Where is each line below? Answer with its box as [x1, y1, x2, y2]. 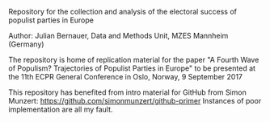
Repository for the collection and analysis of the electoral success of [8, 7, 237, 16]
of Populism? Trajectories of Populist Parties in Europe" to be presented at [8, 63, 256, 73]
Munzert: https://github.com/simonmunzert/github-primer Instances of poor [8, 96, 262, 105]
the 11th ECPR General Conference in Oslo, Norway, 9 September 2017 [8, 72, 243, 81]
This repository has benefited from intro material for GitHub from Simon [8, 87, 247, 97]
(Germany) [8, 39, 44, 49]
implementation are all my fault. [8, 104, 113, 114]
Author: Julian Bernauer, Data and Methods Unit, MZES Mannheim [8, 31, 229, 40]
